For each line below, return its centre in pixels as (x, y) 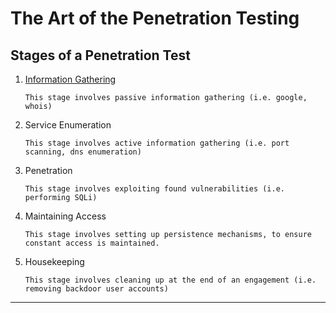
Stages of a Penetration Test (100, 55)
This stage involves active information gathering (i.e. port (157, 143)
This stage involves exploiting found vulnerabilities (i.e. (155, 189)
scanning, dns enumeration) (83, 152)
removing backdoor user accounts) (96, 289)
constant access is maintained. (92, 243)
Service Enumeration (68, 125)
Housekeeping (54, 261)
